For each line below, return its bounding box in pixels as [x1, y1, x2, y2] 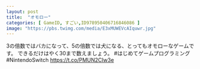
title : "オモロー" [6, 14, 51, 20]
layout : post [6, 8, 39, 15]
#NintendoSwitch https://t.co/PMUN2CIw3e [6, 57, 115, 64]
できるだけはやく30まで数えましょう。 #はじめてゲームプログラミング [17, 50, 190, 57]
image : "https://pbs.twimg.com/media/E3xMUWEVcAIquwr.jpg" [6, 25, 156, 32]
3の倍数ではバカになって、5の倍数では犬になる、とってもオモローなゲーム [6, 42, 189, 49]
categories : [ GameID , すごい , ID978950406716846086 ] [6, 20, 140, 26]
